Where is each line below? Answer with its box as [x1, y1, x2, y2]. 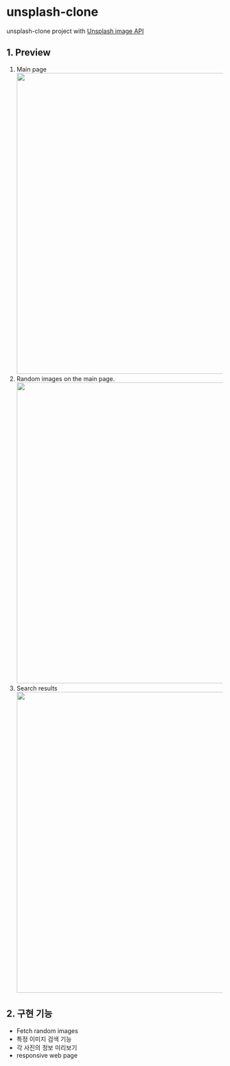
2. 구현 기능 [6, 1008, 53, 1020]
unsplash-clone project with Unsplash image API [6, 27, 144, 35]
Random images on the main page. [16, 374, 115, 382]
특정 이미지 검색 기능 [16, 1034, 72, 1043]
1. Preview [6, 47, 51, 58]
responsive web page [16, 1051, 78, 1059]
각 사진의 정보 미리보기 [16, 1043, 78, 1052]
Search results [16, 684, 58, 692]
